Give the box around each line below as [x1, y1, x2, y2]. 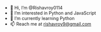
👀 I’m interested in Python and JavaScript [10, 10, 96, 16]
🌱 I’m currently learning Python [10, 15, 75, 21]
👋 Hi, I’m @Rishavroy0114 [10, 5, 63, 10]
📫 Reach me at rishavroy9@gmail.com [10, 21, 92, 27]
